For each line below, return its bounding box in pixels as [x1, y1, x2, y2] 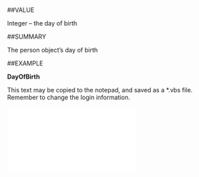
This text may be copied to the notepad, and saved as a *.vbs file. [7, 86, 193, 94]
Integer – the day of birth [7, 19, 78, 27]
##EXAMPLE [7, 59, 43, 67]
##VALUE [7, 6, 34, 14]
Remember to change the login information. [7, 93, 131, 101]
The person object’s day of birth [7, 46, 98, 54]
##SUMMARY [7, 32, 47, 41]
